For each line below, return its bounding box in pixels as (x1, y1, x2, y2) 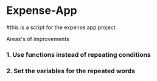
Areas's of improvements (6, 35, 69, 42)
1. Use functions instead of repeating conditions (6, 50, 151, 59)
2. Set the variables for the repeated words (6, 66, 136, 75)
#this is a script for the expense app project (6, 24, 116, 31)
